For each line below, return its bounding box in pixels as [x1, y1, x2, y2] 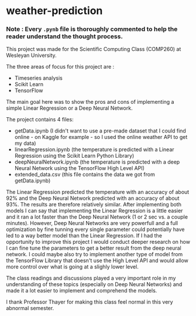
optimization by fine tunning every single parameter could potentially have [6, 226, 185, 233]
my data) [14, 140, 36, 147]
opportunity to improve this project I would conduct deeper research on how [6, 239, 190, 246]
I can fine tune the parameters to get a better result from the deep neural [6, 244, 181, 252]
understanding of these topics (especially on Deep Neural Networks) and [6, 281, 183, 288]
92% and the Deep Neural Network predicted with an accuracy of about [6, 195, 180, 202]
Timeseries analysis [14, 74, 63, 81]
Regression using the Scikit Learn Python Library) [14, 152, 135, 159]
